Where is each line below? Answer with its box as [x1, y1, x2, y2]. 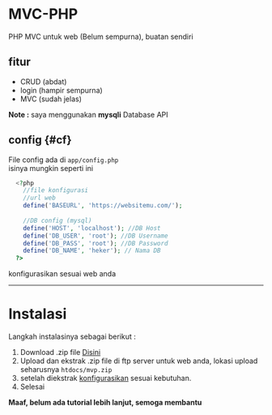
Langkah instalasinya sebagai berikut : [8, 332, 136, 341]
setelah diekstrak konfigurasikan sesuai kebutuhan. [19, 374, 192, 383]
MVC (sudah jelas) [19, 94, 83, 104]
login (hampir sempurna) [19, 85, 103, 95]
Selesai [19, 382, 45, 391]
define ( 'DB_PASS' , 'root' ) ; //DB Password [23, 239, 168, 247]
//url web [23, 194, 57, 203]
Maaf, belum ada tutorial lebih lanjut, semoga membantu [8, 398, 202, 408]
